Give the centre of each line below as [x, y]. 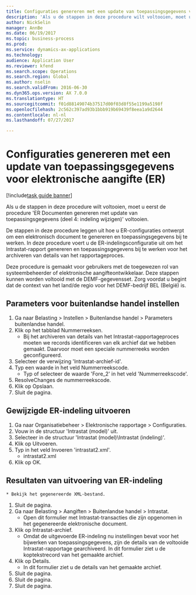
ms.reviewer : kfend [30, 66]
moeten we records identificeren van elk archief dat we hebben [99, 342]
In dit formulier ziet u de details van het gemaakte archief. [92, 567]
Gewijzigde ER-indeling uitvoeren [68, 411]
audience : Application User [40, 60]
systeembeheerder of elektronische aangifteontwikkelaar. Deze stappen [92, 273]
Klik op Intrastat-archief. [43, 529]
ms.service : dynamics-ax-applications [53, 50]
